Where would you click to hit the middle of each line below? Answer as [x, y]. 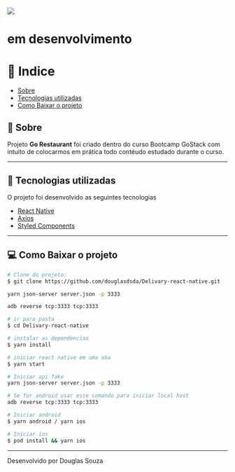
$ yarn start [26, 364]
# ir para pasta [31, 319]
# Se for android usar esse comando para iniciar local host [98, 396]
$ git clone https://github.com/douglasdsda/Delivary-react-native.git [114, 281]
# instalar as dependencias [48, 338]
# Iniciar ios [28, 434]
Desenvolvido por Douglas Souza [55, 460]
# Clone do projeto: [37, 275]
